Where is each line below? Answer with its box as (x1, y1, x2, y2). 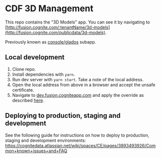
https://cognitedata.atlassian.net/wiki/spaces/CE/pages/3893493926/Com (5, 142, 156, 148)
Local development (5, 53, 65, 62)
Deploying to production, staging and (5, 112, 121, 120)
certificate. (12, 87, 34, 93)
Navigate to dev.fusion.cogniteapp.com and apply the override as (12, 92, 144, 98)
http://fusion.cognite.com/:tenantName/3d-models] (6, 24, 110, 30)
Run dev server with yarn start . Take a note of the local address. (12, 76, 144, 82)
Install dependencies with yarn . (12, 71, 75, 77)
